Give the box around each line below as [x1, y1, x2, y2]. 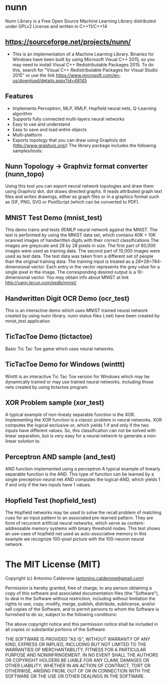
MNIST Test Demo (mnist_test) [5, 214, 103, 222]
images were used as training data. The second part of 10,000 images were [5, 248, 161, 254]
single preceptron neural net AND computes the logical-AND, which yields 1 [5, 476, 161, 482]
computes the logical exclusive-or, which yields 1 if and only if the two [5, 422, 149, 428]
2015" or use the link [12, 72, 55, 78]
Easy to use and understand [12, 121, 70, 127]
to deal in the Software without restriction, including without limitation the [5, 596, 156, 601]
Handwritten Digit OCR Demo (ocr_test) [5, 294, 130, 303]
